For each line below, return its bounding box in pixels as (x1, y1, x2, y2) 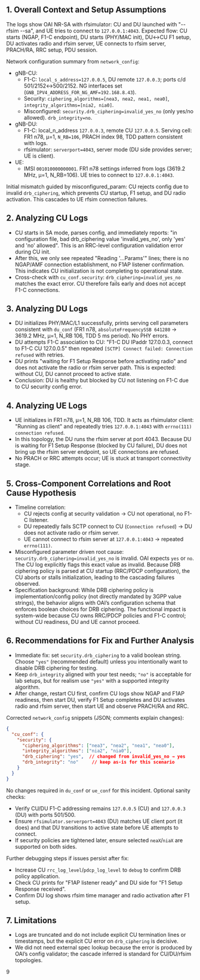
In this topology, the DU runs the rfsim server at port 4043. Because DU (14, 436, 192, 443)
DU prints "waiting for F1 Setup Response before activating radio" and (14, 358, 187, 365)
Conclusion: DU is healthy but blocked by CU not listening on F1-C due (14, 377, 189, 384)
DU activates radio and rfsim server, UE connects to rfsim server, (6, 40, 166, 47)
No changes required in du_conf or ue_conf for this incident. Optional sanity (6, 786, 191, 794)
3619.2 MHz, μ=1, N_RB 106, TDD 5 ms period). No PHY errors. (14, 332, 169, 339)
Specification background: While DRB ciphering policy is (14, 587, 154, 594)
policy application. (14, 872, 60, 880)
